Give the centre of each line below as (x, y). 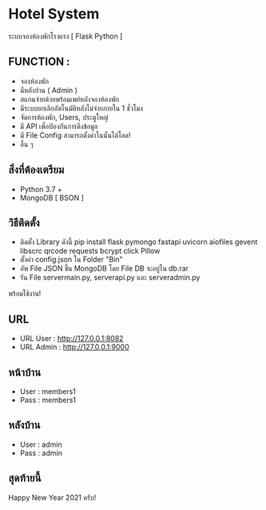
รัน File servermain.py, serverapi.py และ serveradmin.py (110, 278)
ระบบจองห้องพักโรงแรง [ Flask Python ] (66, 36)
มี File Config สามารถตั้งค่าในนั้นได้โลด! (75, 135)
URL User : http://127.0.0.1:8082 (71, 339)
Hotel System (54, 14)
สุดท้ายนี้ (25, 478)
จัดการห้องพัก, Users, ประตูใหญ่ (64, 117)
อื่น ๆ (26, 144)
